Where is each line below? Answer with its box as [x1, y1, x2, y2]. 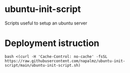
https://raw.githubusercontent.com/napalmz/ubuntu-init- [4, 58, 126, 63]
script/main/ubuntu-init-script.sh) [4, 62, 81, 68]
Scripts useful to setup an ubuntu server [4, 20, 88, 26]
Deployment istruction [4, 37, 100, 49]
